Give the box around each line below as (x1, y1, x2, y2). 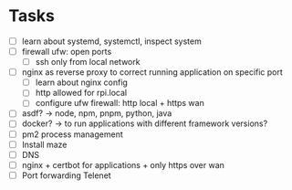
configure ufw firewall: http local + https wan (35, 98, 204, 109)
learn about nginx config (35, 77, 129, 88)
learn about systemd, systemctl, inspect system (21, 36, 202, 47)
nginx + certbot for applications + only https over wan (21, 159, 225, 170)
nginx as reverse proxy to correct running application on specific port (21, 67, 284, 78)
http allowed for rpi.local (35, 88, 128, 99)
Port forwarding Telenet (21, 170, 111, 181)
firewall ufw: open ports (21, 47, 112, 57)
